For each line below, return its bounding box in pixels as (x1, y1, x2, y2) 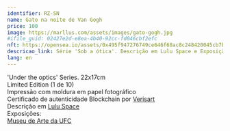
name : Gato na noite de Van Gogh (7, 16, 103, 23)
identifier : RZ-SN (7, 10, 60, 17)
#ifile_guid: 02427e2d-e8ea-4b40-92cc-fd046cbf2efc (7, 35, 157, 42)
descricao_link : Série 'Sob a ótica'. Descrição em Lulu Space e (7, 48, 197, 55)
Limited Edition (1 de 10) (7, 80, 75, 89)
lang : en (7, 55, 32, 61)
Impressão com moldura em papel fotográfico (7, 87, 137, 96)
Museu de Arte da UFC (7, 117, 72, 125)
